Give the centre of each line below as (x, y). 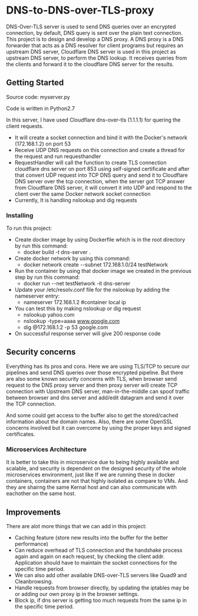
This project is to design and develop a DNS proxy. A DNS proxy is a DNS (95, 39)
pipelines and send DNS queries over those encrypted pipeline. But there (95, 373)
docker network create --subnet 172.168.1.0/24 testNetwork (95, 265)
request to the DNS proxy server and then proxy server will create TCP (92, 385)
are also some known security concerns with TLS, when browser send (92, 378)
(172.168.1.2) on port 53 (43, 144)
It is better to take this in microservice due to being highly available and (93, 462)
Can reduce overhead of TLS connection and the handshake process (98, 550)
